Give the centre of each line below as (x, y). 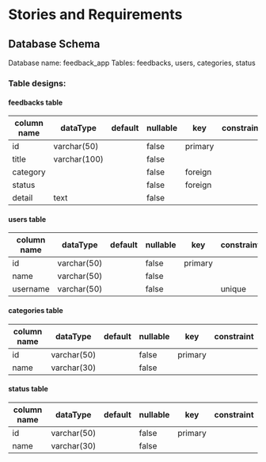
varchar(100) (79, 159)
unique (234, 289)
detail (23, 198)
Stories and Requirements (95, 15)
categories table (36, 310)
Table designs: (37, 83)
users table (27, 219)
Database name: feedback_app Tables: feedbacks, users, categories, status (132, 63)
